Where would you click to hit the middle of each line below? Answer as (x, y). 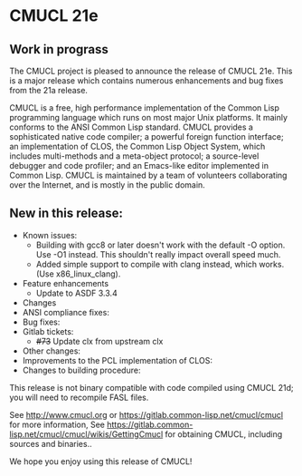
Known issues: (50, 235)
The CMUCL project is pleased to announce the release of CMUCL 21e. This (151, 71)
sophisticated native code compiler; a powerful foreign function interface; (146, 136)
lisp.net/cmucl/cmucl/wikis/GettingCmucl (86, 434)
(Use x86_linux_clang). (78, 274)
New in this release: (66, 214)
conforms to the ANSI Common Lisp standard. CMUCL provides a (131, 127)
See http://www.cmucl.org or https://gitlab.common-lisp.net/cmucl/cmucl (146, 414)
